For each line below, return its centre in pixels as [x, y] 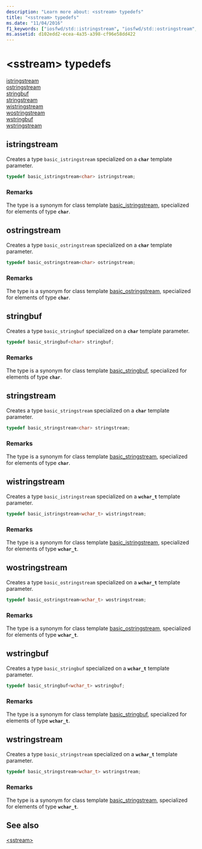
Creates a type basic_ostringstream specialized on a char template [89, 245]
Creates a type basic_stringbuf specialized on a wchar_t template [88, 668]
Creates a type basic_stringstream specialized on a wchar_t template [92, 754]
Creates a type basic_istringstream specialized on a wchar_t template [93, 496]
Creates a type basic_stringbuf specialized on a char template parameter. [98, 331]
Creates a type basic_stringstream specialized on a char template [88, 410]
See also [23, 826]
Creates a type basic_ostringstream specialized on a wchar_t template [93, 582]
